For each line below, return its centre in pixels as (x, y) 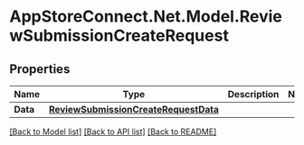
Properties (40, 69)
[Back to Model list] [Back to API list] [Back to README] (113, 131)
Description (253, 94)
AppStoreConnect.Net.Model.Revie (146, 17)
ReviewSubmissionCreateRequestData (134, 109)
